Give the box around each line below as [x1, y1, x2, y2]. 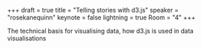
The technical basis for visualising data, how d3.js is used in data [7, 27, 194, 35]
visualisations [7, 34, 47, 42]
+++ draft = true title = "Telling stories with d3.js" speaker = [7, 6, 179, 14]
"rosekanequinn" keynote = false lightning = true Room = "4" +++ [7, 13, 196, 22]
